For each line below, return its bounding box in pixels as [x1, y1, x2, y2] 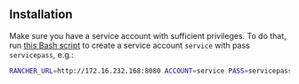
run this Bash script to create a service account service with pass [9, 40, 251, 50]
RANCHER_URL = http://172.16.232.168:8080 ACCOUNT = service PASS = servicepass [9, 66, 293, 75]
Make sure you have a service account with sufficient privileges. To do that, [9, 30, 287, 41]
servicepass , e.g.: [9, 49, 74, 60]
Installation [9, 7, 73, 22]
